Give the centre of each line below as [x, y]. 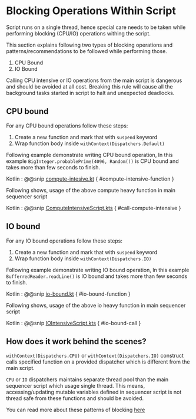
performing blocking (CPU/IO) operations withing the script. [79, 33]
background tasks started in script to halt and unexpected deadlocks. [90, 93]
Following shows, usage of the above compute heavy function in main [91, 190]
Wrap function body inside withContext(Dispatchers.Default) [89, 143]
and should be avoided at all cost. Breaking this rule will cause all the [89, 86]
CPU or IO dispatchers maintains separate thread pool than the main [87, 379]
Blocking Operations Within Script [91, 11]
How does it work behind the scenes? [77, 341]
